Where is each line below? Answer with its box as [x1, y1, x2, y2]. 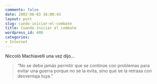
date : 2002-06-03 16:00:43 [5, 12, 61, 17]
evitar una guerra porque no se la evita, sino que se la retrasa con [17, 68, 153, 74]
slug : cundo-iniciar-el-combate [5, 21, 72, 26]
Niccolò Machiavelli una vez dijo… [5, 53, 75, 59]
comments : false [5, 7, 39, 12]
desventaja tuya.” [17, 73, 53, 79]
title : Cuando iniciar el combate [5, 26, 77, 31]
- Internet [5, 40, 28, 44]
